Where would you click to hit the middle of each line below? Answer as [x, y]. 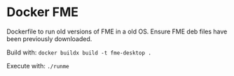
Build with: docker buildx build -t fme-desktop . [79, 52]
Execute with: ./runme [38, 66]
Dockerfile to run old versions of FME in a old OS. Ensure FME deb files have [117, 31]
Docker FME [42, 12]
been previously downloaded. [49, 38]
